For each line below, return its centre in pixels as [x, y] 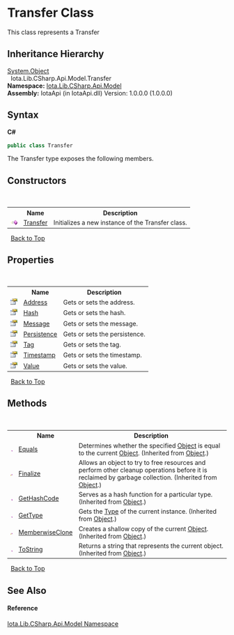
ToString [31, 549]
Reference [23, 609]
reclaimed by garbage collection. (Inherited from [148, 477]
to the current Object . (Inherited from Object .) [143, 453]
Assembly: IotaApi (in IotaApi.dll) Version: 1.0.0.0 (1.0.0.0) [90, 93]
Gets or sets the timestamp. [102, 355]
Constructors [37, 180]
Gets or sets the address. [99, 303]
